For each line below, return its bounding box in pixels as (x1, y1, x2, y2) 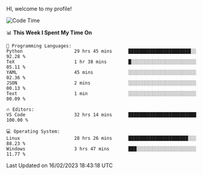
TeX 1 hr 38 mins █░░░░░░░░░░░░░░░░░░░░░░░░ (6, 59, 197, 65)
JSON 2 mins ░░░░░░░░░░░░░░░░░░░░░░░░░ (6, 80, 197, 86)
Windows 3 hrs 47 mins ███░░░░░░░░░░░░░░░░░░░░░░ (6, 146, 197, 152)
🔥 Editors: (6, 107, 35, 113)
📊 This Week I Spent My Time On (6, 29, 92, 36)
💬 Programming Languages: (6, 43, 72, 49)
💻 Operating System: (6, 128, 61, 134)
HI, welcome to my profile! (6, 5, 72, 12)
